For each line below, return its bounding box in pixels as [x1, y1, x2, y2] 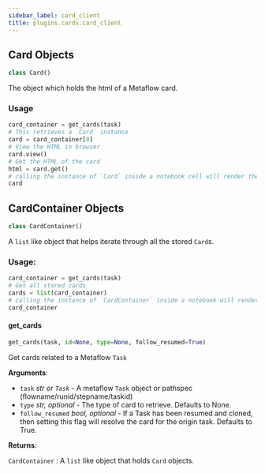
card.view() [8, 150, 47, 158]
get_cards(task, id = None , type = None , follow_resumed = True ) [8, 338, 207, 346]
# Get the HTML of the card [8, 157, 101, 166]
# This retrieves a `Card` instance [8, 128, 129, 137]
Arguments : [8, 368, 49, 377]
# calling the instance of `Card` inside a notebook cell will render [8, 172, 245, 180]
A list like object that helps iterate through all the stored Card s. [8, 237, 215, 246]
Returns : [8, 440, 37, 450]
